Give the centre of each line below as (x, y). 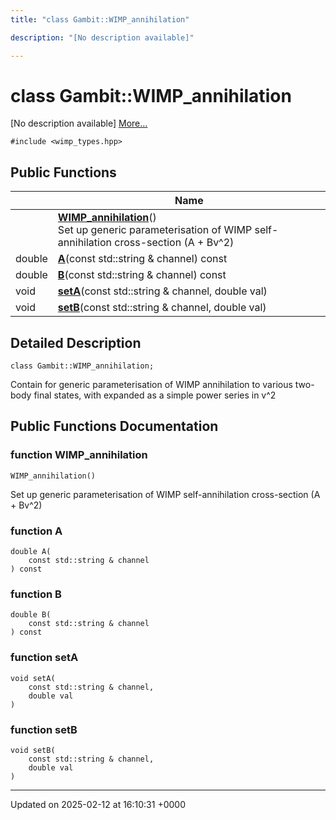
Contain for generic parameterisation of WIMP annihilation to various (151, 385)
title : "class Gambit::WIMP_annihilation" (100, 19)
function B (36, 594)
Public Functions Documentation (114, 426)
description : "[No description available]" (102, 37)
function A (36, 531)
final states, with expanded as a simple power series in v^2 (155, 395)
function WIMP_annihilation (79, 455)
